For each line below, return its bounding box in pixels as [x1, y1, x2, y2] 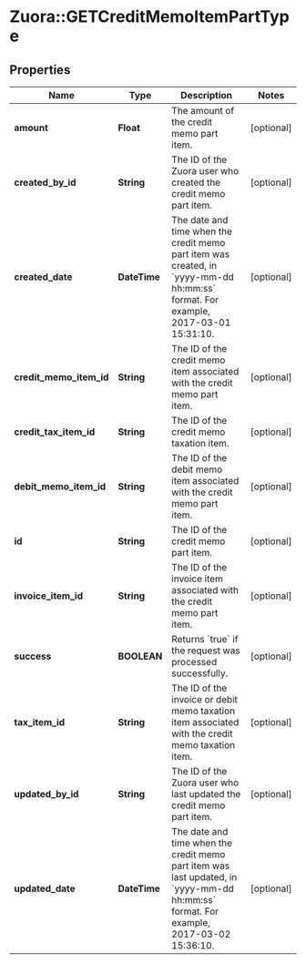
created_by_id [14, 176, 76, 189]
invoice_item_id [14, 590, 84, 602]
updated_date [14, 882, 76, 895]
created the [171, 176, 221, 189]
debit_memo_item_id [14, 480, 107, 493]
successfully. [171, 667, 229, 680]
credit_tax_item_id [14, 426, 96, 438]
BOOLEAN [117, 650, 163, 662]
